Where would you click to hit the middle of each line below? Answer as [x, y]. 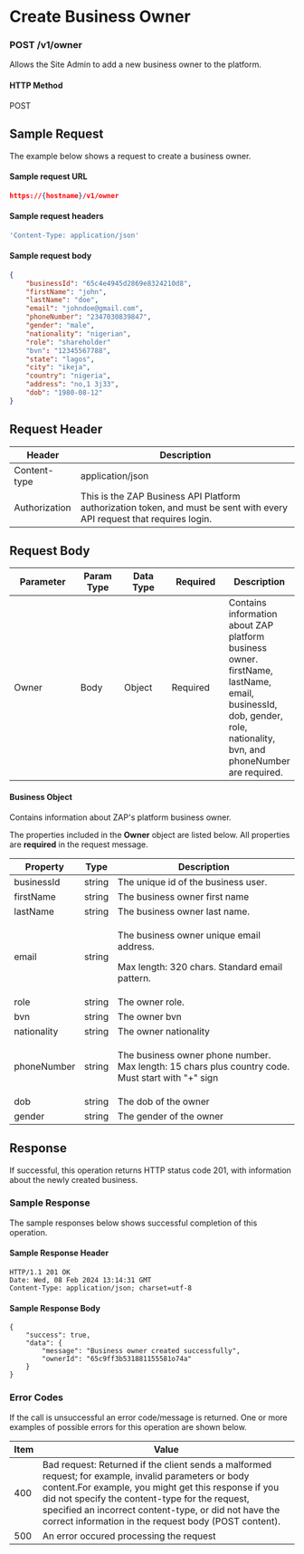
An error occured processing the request [129, 1536]
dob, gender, [256, 716]
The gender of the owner [171, 1116]
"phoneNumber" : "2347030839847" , [89, 317]
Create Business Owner [100, 17]
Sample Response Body [55, 1308]
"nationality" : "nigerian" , [78, 334]
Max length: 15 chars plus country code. [204, 1066]
